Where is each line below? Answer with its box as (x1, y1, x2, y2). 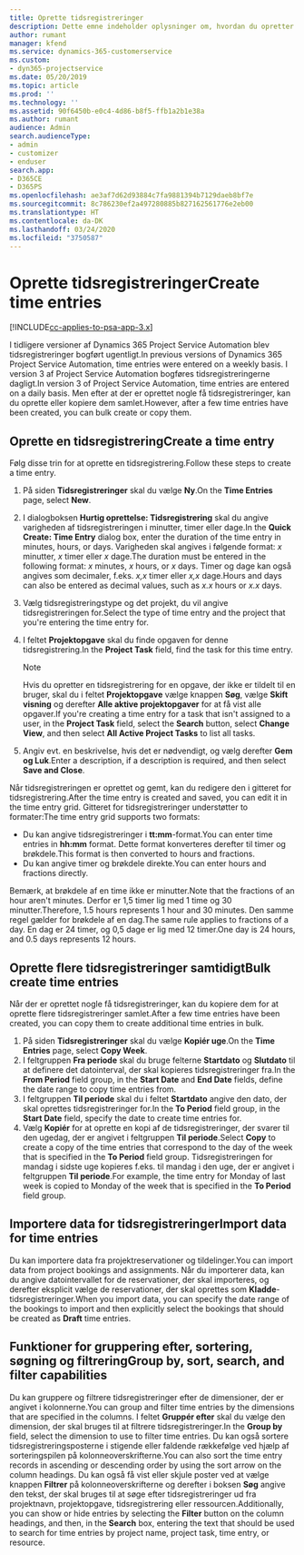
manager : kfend (9, 38, 67, 48)
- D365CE (9, 174, 43, 183)
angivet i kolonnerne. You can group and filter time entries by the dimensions (9, 1401, 295, 1412)
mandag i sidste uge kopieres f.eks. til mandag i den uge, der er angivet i (22, 1161, 295, 1172)
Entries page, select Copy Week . (22, 1045, 148, 1055)
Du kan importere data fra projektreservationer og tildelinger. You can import (9, 1255, 293, 1266)
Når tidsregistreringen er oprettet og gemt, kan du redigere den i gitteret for (9, 783, 292, 793)
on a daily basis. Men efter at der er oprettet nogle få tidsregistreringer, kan (9, 388, 291, 399)
